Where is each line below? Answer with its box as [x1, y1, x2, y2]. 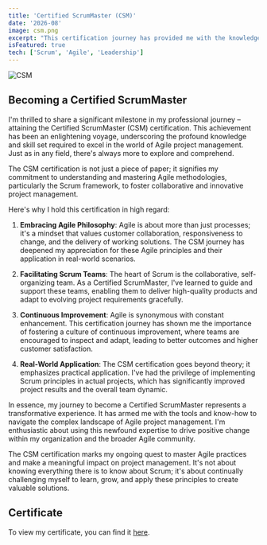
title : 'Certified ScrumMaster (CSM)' [8, 11, 137, 20]
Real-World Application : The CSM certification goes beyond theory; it [19, 359, 250, 368]
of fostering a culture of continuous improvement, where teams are [19, 327, 240, 337]
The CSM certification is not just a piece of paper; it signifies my [8, 164, 219, 173]
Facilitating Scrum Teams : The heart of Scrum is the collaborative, [19, 269, 240, 278]
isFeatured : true [8, 41, 66, 49]
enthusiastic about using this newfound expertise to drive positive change [8, 425, 250, 434]
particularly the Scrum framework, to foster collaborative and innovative [8, 181, 244, 190]
